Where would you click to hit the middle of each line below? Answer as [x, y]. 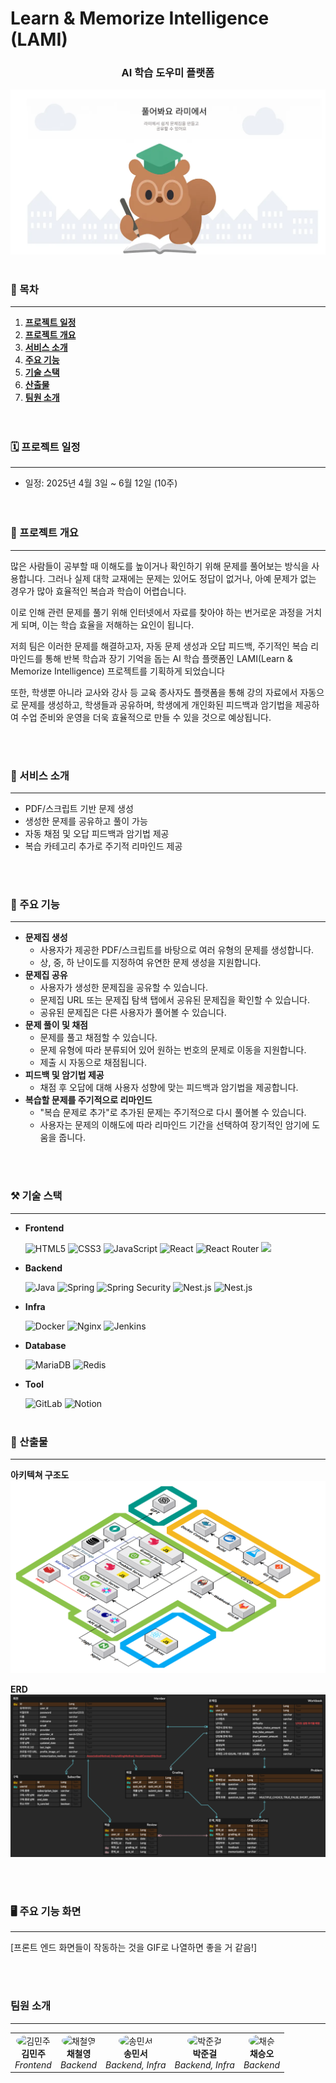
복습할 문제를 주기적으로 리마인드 [88, 1100]
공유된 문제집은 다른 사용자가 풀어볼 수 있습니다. [133, 1013]
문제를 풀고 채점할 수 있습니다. [98, 1038]
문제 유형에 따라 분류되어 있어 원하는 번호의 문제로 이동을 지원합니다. [173, 1050]
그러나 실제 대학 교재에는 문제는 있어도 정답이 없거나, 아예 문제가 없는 [182, 578]
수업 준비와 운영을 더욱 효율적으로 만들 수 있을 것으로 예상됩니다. [146, 717]
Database [45, 1345]
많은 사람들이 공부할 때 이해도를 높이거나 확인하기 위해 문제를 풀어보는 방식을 [160, 566]
